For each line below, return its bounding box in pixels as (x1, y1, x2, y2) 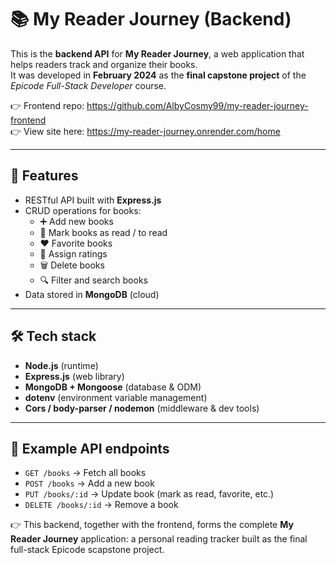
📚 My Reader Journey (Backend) (10, 8, 292, 31)
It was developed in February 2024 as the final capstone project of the (10, 69, 307, 81)
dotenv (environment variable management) (24, 391, 208, 403)
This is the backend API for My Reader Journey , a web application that (10, 47, 305, 60)
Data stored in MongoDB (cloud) (24, 288, 160, 300)
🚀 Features (10, 167, 79, 185)
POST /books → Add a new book (24, 477, 155, 490)
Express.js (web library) (24, 370, 125, 382)
